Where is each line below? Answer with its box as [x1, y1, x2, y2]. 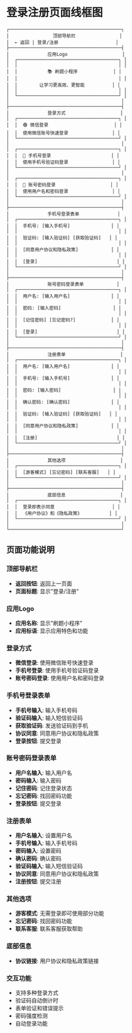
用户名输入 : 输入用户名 [15, 769, 72, 776]
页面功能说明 [6, 545, 55, 555]
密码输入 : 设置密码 [15, 847, 62, 854]
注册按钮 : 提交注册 [15, 878, 62, 885]
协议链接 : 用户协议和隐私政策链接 [15, 957, 99, 964]
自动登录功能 [15, 1020, 48, 1027]
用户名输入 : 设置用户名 [15, 832, 72, 839]
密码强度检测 [15, 1012, 48, 1019]
